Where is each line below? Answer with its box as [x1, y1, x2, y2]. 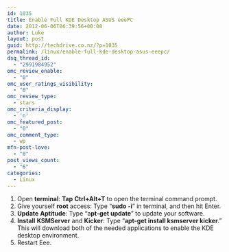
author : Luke [7, 29, 45, 36]
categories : [7, 170, 41, 176]
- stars [13, 100, 36, 106]
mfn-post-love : [7, 144, 51, 151]
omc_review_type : [7, 93, 57, 100]
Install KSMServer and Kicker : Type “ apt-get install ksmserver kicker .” [16, 217, 222, 225]
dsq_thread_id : [7, 55, 51, 62]
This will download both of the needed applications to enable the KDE [16, 224, 214, 232]
